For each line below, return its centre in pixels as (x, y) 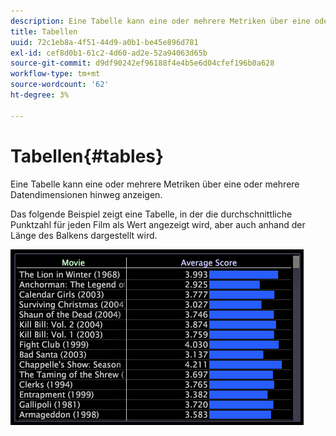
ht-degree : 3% (40, 95)
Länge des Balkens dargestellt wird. (84, 235)
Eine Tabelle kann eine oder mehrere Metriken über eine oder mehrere (155, 184)
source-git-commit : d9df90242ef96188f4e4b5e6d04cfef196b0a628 (142, 63)
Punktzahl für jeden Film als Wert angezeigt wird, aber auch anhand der (158, 224)
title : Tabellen (44, 31)
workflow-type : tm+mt (55, 74)
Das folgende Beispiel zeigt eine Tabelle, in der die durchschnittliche (151, 214)
